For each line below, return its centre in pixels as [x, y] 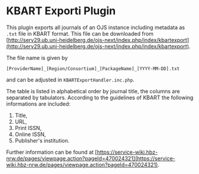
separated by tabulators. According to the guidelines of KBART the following [100, 97]
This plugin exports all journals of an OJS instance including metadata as [96, 27]
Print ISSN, [28, 128]
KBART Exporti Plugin [61, 11]
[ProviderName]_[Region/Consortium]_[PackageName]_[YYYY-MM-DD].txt [93, 69]
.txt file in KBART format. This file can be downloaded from [80, 33]
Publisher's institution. [42, 140]
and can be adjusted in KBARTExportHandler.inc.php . [70, 80]
